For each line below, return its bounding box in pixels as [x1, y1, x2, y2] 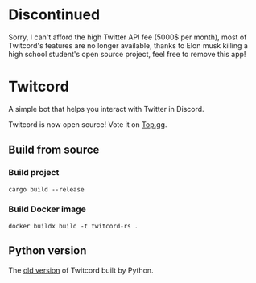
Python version [8, 244, 87, 258]
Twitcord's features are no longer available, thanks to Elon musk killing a [8, 40, 248, 50]
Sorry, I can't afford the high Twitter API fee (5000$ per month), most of [8, 32, 247, 42]
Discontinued [8, 6, 101, 24]
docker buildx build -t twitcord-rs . [8, 222, 138, 230]
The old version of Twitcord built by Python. [8, 265, 155, 275]
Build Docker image [8, 203, 86, 215]
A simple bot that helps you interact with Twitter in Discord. [8, 104, 204, 113]
